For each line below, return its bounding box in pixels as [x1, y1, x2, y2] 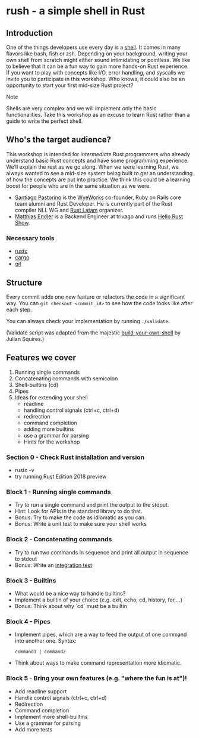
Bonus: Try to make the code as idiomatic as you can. [14, 514, 146, 521]
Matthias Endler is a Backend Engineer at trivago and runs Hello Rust [14, 213, 183, 220]
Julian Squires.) [6, 335, 45, 342]
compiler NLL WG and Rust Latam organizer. [14, 206, 124, 213]
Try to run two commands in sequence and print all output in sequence [14, 548, 189, 556]
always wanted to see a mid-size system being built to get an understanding [6, 169, 193, 176]
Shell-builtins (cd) [14, 381, 59, 388]
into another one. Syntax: [14, 637, 77, 644]
